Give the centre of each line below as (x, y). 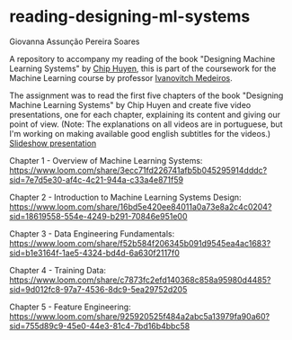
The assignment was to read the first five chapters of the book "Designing (146, 95)
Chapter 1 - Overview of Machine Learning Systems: (106, 160)
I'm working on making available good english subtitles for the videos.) (140, 133)
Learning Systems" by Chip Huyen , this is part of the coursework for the (143, 68)
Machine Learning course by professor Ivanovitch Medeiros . (121, 77)
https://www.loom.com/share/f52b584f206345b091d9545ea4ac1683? (140, 243)
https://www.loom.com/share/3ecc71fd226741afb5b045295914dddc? (138, 170)
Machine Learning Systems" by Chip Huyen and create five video (130, 104)
